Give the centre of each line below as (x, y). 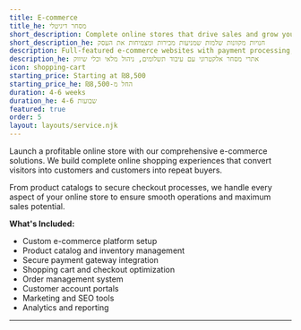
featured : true (38, 109)
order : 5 (26, 117)
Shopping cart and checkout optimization (99, 270)
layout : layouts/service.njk (64, 126)
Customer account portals (70, 288)
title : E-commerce (43, 17)
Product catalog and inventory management (103, 250)
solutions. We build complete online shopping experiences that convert (140, 161)
